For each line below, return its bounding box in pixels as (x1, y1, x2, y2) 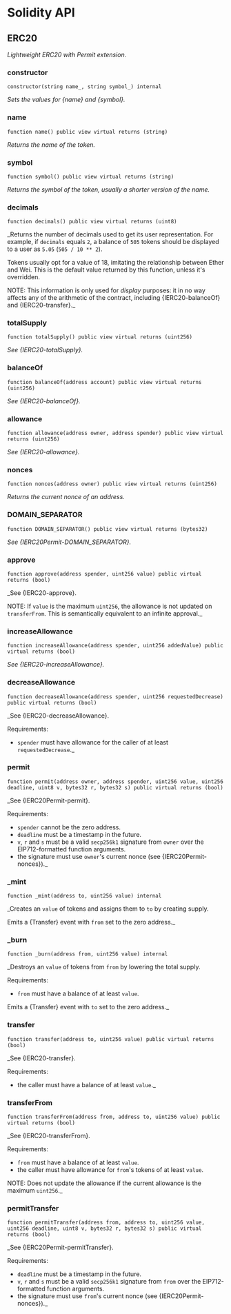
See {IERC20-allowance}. (7, 448, 80, 456)
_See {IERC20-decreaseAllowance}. (7, 711, 110, 720)
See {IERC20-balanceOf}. (7, 396, 81, 405)
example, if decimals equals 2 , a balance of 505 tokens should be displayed (7, 238, 219, 246)
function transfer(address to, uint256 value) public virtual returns (7, 1035, 214, 1042)
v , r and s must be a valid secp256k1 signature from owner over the (17, 838, 205, 846)
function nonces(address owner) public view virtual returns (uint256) (7, 481, 217, 487)
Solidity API (7, 5, 76, 21)
